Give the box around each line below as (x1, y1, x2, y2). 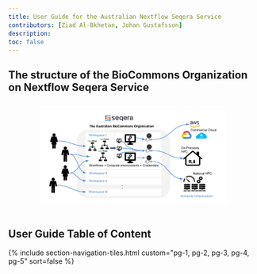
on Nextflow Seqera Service (8, 80, 149, 94)
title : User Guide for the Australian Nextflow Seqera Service (8, 13, 222, 21)
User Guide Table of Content (8, 226, 152, 241)
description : (8, 29, 52, 37)
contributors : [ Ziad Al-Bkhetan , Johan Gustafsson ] (8, 21, 182, 29)
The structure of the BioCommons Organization (8, 68, 248, 82)
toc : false (8, 38, 44, 46)
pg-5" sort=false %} (8, 257, 75, 266)
